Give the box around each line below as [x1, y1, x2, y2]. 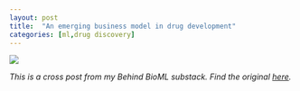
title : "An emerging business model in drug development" [9, 22, 237, 31]
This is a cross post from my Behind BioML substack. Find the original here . [9, 71, 292, 82]
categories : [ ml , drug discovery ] [9, 30, 136, 39]
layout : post [9, 13, 59, 23]
